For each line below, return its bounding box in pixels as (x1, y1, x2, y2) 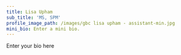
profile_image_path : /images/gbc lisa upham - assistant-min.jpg (6, 20, 175, 26)
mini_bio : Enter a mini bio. (6, 25, 80, 32)
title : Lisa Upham (6, 8, 53, 15)
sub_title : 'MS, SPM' (6, 15, 61, 21)
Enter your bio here (6, 42, 55, 50)
